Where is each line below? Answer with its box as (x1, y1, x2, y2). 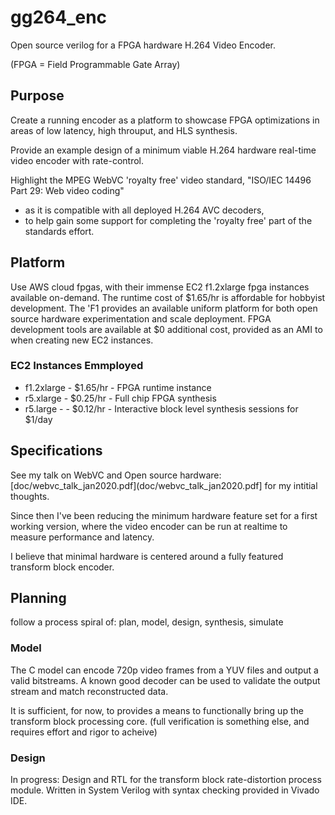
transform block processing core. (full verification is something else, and (10, 715, 310, 727)
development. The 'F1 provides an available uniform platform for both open (10, 302, 318, 314)
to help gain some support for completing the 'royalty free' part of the (24, 214, 313, 226)
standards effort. (24, 225, 95, 237)
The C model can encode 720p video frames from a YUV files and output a (10, 664, 319, 676)
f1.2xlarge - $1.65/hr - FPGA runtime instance (24, 381, 212, 393)
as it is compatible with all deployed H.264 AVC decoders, (24, 204, 265, 216)
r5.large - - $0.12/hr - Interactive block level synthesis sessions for (24, 402, 299, 415)
